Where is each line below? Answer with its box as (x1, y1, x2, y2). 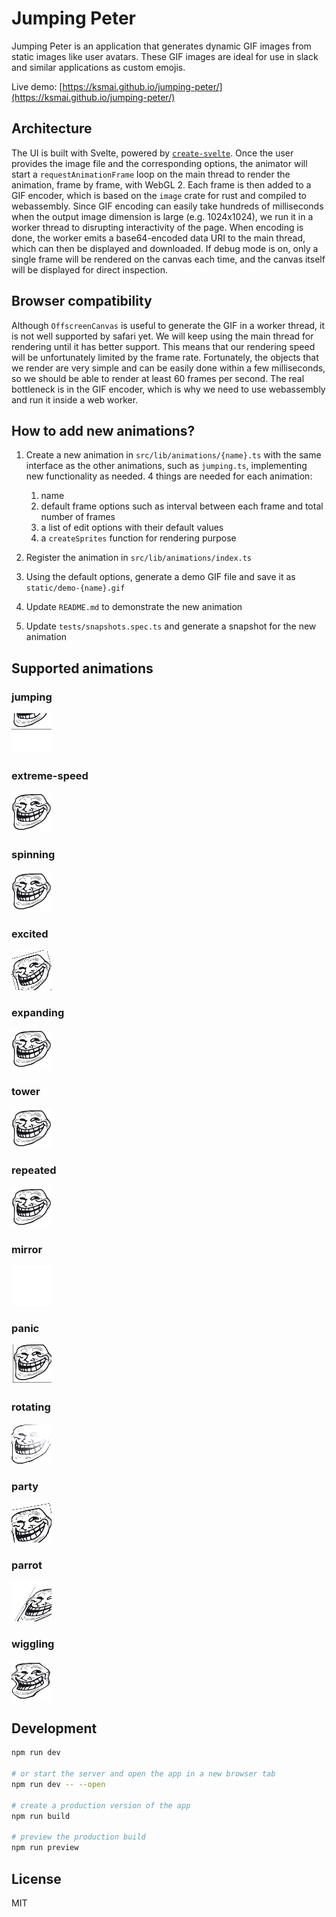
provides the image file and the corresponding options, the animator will (11, 157, 308, 169)
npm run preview (11, 1843, 79, 1853)
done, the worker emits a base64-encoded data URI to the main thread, (11, 232, 306, 244)
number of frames (40, 511, 116, 523)
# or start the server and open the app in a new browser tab (11, 1769, 276, 1779)
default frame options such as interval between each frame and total (40, 500, 324, 512)
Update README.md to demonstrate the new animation (25, 601, 243, 613)
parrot (11, 1558, 43, 1572)
